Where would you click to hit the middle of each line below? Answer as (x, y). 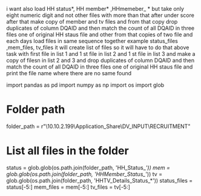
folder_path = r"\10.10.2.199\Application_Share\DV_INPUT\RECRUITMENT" (98, 126)
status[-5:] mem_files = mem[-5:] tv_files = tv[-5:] (68, 187)
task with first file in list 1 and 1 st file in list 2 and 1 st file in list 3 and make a (101, 54)
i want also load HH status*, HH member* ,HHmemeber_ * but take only (95, 9)
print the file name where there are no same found (69, 73)
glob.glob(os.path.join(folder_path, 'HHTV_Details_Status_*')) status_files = (100, 180)
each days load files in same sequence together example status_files (92, 41)
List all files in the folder (68, 151)
